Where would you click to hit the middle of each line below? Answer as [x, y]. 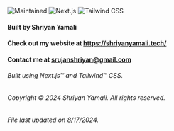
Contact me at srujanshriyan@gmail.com [69, 59]
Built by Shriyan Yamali [42, 27]
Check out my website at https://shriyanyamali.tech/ [87, 43]
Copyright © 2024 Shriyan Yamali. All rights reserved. [86, 97]
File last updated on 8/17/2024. [53, 120]
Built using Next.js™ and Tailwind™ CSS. [65, 76]
